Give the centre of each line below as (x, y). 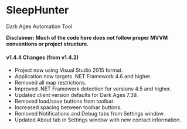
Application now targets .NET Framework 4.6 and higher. (83, 76)
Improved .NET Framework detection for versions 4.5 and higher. (93, 89)
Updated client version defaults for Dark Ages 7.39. (76, 95)
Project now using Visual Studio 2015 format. (69, 70)
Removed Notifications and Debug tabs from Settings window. (90, 114)
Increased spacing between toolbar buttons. (68, 107)
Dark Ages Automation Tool (39, 26)
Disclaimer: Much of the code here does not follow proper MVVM (87, 37)
